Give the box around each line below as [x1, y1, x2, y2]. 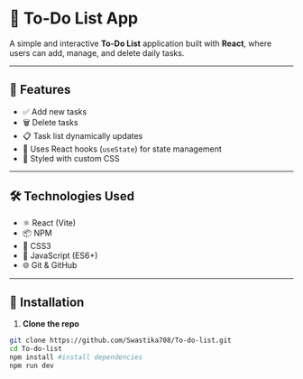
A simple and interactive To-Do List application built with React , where [9, 38, 272, 49]
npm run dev [9, 361, 54, 370]
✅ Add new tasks [22, 106, 87, 116]
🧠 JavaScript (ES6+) [22, 250, 98, 261]
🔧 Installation [9, 294, 85, 310]
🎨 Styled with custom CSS [22, 153, 120, 163]
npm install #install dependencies [9, 353, 143, 362]
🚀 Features [9, 82, 71, 97]
